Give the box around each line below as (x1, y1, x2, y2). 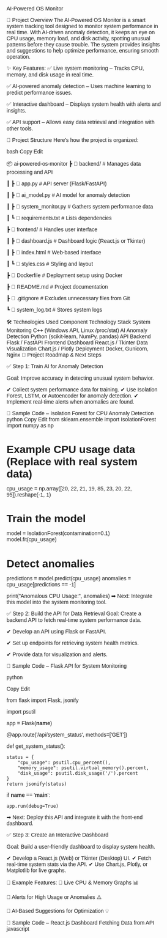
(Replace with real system (6, 456, 138, 468)
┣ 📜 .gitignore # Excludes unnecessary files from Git (6, 295, 130, 301)
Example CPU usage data (6, 443, 136, 456)
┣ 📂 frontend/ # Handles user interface (6, 226, 98, 233)
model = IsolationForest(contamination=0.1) (6, 530, 111, 537)
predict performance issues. (6, 89, 73, 96)
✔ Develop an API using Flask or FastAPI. (6, 628, 106, 635)
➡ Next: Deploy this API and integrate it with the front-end (6, 813, 143, 821)
